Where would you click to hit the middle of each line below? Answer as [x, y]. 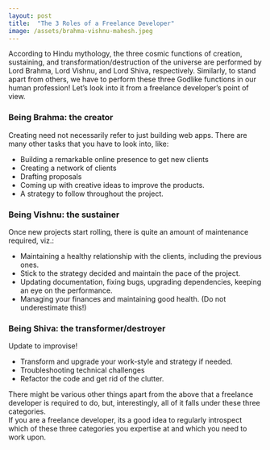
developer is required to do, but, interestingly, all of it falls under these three [134, 403]
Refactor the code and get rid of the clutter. [92, 379]
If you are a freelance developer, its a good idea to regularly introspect [125, 420]
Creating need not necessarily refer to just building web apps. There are [128, 135]
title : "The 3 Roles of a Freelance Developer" [91, 23]
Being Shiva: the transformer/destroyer [87, 328]
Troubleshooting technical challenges [82, 370]
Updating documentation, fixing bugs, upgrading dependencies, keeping [141, 281]
